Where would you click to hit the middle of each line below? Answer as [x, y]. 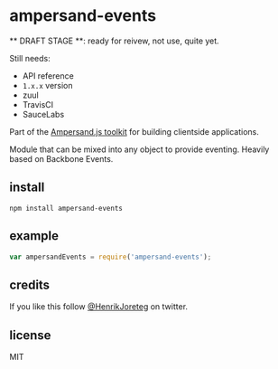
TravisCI [38, 104]
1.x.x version [48, 85]
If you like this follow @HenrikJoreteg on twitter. [98, 307]
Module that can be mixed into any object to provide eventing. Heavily [139, 149]
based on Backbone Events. [61, 158]
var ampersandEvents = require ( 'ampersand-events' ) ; [111, 257]
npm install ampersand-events [66, 208]
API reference [48, 76]
